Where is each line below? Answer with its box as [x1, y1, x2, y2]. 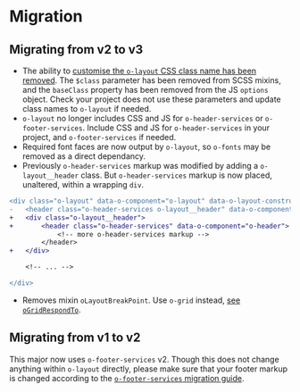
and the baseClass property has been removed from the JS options [21, 85, 269, 95]
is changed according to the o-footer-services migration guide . [9, 372, 245, 383]
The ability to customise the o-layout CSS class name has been [21, 65, 257, 76]
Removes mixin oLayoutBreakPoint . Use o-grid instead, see [21, 295, 241, 305]
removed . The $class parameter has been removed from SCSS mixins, [21, 75, 281, 86]
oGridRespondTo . [21, 304, 82, 314]
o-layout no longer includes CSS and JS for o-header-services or [21, 113, 263, 123]
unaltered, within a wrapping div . [21, 179, 145, 189]
